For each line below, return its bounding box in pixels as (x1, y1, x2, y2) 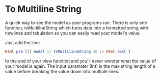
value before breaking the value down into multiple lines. (5, 68, 120, 74)
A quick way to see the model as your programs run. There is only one (5, 20, 147, 26)
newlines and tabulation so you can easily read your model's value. (5, 30, 141, 36)
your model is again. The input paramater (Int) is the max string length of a (5, 63, 156, 69)
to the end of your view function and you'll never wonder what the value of (5, 58, 156, 64)
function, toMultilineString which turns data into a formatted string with (5, 25, 149, 30)
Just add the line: (5, 39, 40, 45)
